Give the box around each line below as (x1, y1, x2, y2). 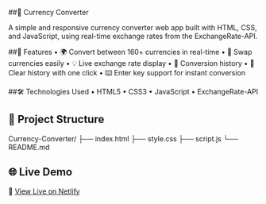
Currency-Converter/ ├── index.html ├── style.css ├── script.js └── (8, 133, 238, 143)
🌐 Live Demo (8, 165, 73, 179)
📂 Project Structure (8, 113, 105, 126)
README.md (8, 142, 50, 152)
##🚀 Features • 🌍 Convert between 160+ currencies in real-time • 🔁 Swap (8, 48, 253, 56)
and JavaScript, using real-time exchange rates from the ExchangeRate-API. (8, 32, 258, 40)
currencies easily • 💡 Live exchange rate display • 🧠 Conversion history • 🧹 (8, 59, 255, 67)
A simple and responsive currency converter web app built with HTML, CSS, (8, 23, 257, 32)
